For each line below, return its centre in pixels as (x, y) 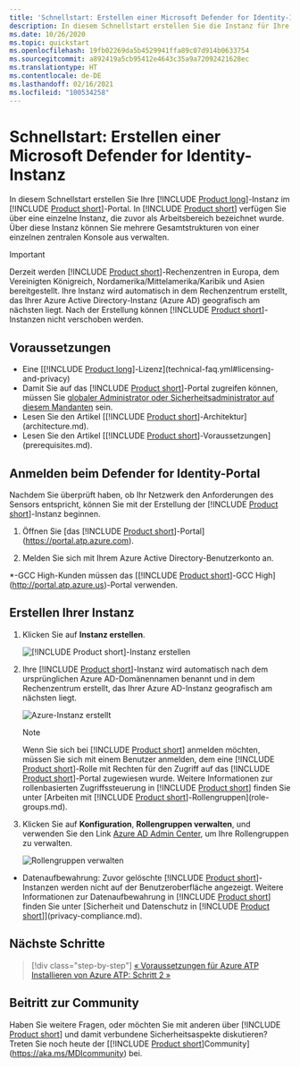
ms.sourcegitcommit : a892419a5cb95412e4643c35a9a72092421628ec (129, 59)
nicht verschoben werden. (96, 319)
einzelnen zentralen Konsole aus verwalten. (89, 237)
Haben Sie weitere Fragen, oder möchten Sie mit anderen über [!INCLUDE (145, 1024)
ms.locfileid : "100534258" (59, 92)
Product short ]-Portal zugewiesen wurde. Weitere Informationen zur (148, 778)
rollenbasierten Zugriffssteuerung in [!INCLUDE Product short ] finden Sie (156, 787)
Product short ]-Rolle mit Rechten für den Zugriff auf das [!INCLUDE (146, 768)
